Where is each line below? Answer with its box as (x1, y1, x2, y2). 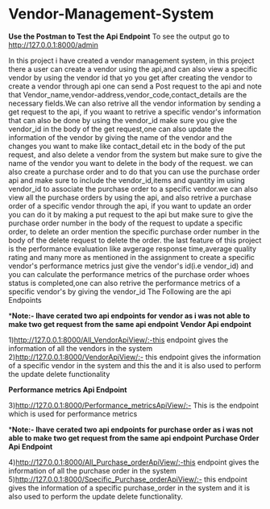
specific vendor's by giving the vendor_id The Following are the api (8, 287, 231, 296)
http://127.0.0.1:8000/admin (8, 39, 98, 49)
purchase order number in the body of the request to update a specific (8, 218, 243, 228)
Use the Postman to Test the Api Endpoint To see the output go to (8, 31, 230, 41)
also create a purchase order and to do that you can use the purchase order (8, 167, 260, 176)
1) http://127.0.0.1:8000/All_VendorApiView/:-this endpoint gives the (8, 335, 229, 345)
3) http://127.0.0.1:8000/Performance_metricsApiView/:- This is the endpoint (8, 400, 260, 410)
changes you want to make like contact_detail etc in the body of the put (8, 141, 246, 151)
